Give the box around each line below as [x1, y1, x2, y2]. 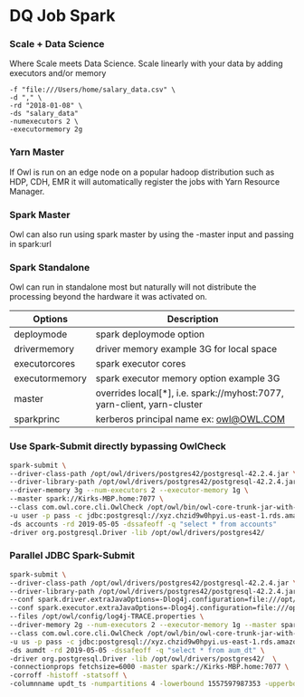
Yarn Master [9, 146, 65, 158]
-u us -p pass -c [9, 637, 75, 646]
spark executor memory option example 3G [95, 372, 280, 385]
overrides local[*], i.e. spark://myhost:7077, [95, 387, 285, 399]
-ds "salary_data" [9, 110, 79, 119]
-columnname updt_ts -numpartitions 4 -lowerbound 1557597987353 [9, 680, 261, 689]
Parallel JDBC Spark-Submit [9, 549, 136, 562]
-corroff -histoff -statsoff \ [9, 671, 128, 680]
